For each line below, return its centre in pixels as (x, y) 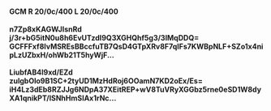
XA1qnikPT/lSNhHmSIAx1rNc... (63, 98)
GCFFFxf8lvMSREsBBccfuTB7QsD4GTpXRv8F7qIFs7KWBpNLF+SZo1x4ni (136, 47)
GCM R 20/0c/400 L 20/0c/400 (64, 11)
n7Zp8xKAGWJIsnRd (45, 29)
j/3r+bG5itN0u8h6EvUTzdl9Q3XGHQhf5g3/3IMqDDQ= (104, 38)
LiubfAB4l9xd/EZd (41, 72)
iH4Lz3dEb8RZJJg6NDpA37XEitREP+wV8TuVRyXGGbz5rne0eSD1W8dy (135, 90)
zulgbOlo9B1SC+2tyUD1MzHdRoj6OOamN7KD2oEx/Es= (106, 81)
